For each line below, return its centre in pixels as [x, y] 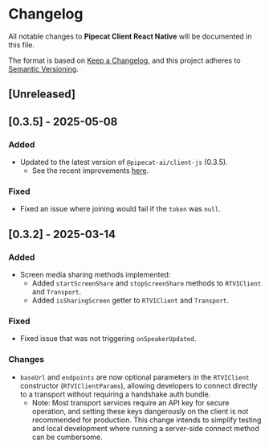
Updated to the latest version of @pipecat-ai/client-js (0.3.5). [124, 162]
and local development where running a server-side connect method [145, 428]
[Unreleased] [42, 95]
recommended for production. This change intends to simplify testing [147, 420]
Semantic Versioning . [43, 68]
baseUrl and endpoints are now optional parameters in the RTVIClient [134, 377]
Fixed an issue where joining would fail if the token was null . [120, 209]
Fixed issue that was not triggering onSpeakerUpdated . [108, 339]
